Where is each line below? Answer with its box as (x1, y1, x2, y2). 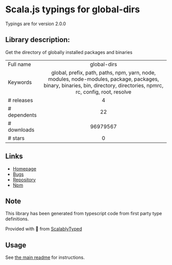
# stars (8, 135, 25, 142)
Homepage (12, 165, 37, 172)
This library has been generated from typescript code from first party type (5, 211, 162, 217)
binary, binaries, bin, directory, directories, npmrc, (43, 82, 164, 89)
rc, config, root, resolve (75, 88, 132, 96)
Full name (8, 61, 32, 68)
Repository (12, 176, 36, 183)
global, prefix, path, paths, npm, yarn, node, (51, 69, 156, 76)
